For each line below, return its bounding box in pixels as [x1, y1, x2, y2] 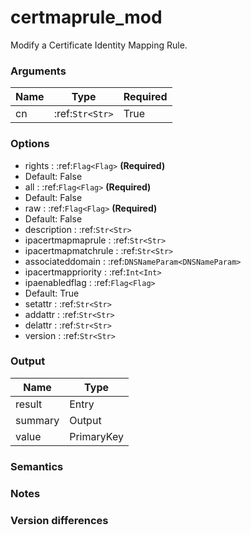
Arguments [10, 64, 67, 78]
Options [10, 137, 50, 151]
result [15, 397, 43, 411]
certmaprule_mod [10, 6, 163, 29]
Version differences [10, 513, 109, 527]
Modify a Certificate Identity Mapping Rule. [10, 39, 188, 51]
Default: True [24, 287, 80, 299]
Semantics [10, 459, 64, 473]
